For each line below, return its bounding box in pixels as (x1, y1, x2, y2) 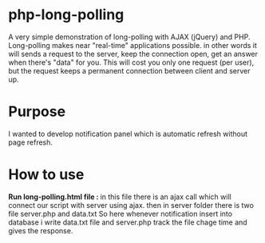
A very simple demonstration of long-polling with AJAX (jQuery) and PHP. (8, 32, 251, 42)
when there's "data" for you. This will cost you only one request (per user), (8, 58, 255, 67)
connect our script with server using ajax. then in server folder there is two (8, 200, 254, 209)
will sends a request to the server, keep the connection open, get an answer (8, 49, 258, 58)
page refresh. (8, 137, 53, 147)
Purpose (8, 102, 66, 121)
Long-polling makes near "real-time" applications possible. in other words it (8, 40, 258, 50)
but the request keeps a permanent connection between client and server (8, 66, 251, 75)
